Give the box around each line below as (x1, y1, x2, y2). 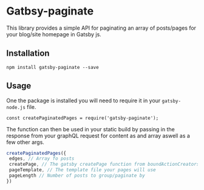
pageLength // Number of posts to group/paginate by (8, 172, 146, 179)
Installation (6, 48, 50, 59)
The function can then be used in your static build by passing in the (6, 125, 175, 133)
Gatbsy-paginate (6, 4, 94, 18)
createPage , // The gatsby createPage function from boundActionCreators (8, 162, 200, 168)
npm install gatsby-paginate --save (6, 64, 99, 70)
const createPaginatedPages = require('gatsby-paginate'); (6, 115, 159, 121)
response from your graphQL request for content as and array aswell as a (6, 132, 190, 139)
